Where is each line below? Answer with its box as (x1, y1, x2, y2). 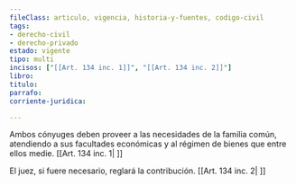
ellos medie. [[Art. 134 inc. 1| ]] (9, 148, 124, 159)
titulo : (9, 80, 39, 89)
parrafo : (9, 88, 42, 97)
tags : (9, 22, 30, 31)
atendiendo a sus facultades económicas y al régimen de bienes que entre (9, 138, 287, 149)
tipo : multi (9, 55, 54, 64)
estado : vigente (9, 47, 70, 56)
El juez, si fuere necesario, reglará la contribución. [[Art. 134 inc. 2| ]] (9, 165, 266, 176)
